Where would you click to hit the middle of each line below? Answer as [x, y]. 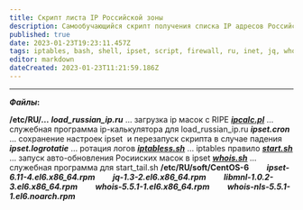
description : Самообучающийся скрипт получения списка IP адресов [137, 26]
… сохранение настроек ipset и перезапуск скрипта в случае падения [146, 138]
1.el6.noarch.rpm [42, 196]
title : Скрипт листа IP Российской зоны [87, 18]
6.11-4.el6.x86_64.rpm [52, 177]
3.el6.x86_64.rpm [44, 187]
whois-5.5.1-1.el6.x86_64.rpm [152, 187]
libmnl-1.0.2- [248, 177]
